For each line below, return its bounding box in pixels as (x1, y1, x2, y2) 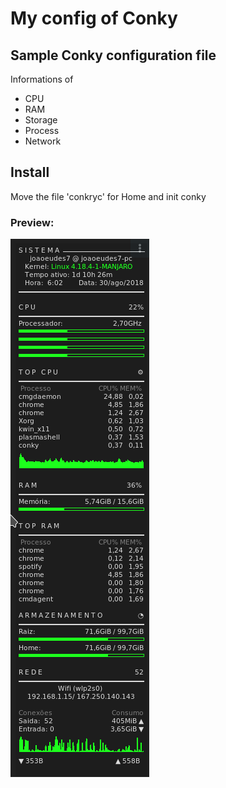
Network (24, 135, 62, 147)
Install (10, 164, 50, 181)
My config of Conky (10, 7, 178, 30)
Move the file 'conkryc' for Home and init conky (10, 190, 207, 202)
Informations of (10, 73, 74, 85)
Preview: (10, 215, 55, 229)
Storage (24, 114, 58, 126)
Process (24, 125, 60, 136)
